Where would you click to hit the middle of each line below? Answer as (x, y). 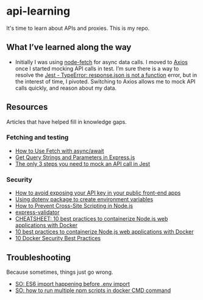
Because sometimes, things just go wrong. (60, 272)
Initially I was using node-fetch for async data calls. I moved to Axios (101, 62)
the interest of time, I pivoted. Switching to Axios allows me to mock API (105, 81)
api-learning (38, 11)
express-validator (37, 212)
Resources (27, 107)
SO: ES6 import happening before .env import (72, 284)
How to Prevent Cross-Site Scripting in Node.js (74, 206)
